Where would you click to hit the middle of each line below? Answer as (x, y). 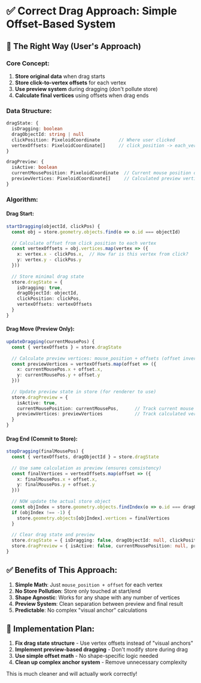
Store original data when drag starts (60, 76)
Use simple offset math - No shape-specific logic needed (86, 656)
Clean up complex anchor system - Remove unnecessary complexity (101, 662)
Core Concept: (28, 63)
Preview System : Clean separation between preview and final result (99, 603)
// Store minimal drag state (48, 277)
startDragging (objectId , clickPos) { (53, 226)
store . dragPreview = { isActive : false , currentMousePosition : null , (100, 546)
